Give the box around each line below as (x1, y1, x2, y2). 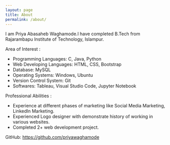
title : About (5, 12, 33, 17)
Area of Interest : (5, 46, 41, 52)
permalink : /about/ (5, 17, 47, 22)
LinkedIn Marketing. (12, 108, 54, 114)
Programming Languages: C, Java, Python (12, 56, 102, 62)
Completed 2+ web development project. (12, 124, 99, 130)
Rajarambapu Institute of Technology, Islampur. (5, 36, 104, 42)
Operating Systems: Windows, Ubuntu (12, 72, 93, 78)
